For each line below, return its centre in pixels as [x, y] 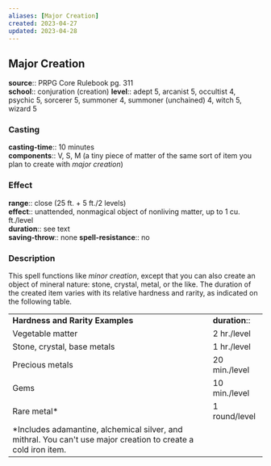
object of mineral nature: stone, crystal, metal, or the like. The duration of [130, 284]
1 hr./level [232, 346]
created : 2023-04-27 [43, 23]
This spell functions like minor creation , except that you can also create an [132, 276]
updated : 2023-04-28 [43, 31]
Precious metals [43, 365]
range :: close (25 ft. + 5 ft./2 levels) [67, 203]
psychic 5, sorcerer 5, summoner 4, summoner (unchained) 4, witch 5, [125, 100]
